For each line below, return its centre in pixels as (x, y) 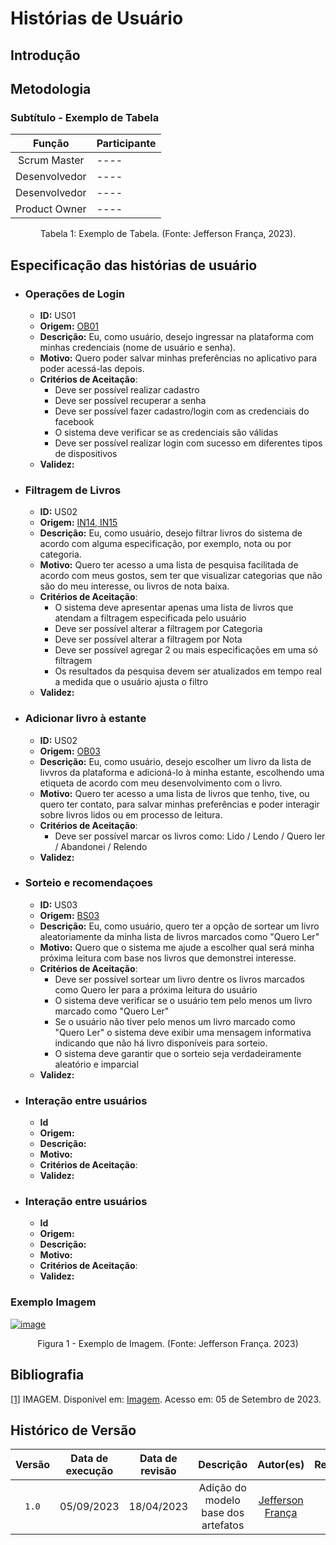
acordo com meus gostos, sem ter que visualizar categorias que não (181, 576)
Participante (126, 144)
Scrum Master (51, 160)
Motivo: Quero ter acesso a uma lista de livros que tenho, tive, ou (174, 793)
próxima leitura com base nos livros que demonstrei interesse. (168, 958)
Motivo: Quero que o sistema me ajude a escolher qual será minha (177, 947)
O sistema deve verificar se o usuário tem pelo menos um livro (183, 1000)
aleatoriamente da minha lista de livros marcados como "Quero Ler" (179, 936)
